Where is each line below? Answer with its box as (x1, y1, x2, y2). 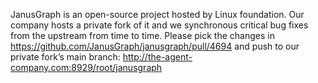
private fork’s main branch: (10, 51, 121, 63)
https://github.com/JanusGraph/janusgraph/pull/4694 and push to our (10, 40, 300, 52)
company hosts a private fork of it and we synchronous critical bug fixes (10, 19, 309, 31)
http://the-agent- (122, 51, 193, 63)
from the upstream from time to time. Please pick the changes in (10, 30, 275, 41)
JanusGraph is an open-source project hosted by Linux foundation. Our (10, 9, 305, 20)
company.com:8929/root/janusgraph (10, 62, 163, 73)
